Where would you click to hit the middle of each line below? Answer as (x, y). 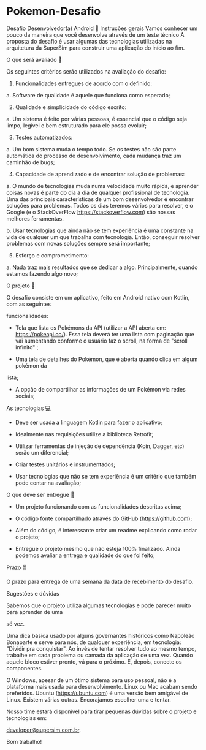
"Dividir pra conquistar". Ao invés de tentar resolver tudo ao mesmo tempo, (101, 648)
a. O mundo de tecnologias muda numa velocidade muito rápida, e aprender (102, 186)
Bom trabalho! (24, 741)
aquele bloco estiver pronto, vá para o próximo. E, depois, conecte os (94, 661)
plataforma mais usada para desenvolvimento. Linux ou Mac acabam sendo (102, 686)
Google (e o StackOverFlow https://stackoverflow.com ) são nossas (91, 212)
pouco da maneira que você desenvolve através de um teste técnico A (95, 34)
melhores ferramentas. (35, 218)
